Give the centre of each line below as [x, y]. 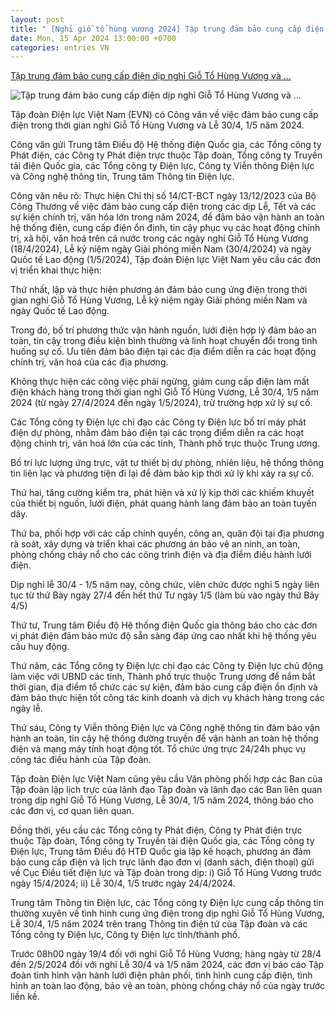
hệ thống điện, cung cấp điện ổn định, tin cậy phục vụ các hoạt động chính [165, 228]
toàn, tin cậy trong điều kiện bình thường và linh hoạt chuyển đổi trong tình [164, 341]
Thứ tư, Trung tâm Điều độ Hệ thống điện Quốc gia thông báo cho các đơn [164, 625]
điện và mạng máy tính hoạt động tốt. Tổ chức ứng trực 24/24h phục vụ [158, 749]
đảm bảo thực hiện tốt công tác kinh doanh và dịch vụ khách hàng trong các [167, 698]
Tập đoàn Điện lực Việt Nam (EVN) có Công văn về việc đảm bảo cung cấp [164, 115]
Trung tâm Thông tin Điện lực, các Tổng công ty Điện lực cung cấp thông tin [167, 903]
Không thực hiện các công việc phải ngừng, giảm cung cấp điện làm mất [160, 382]
